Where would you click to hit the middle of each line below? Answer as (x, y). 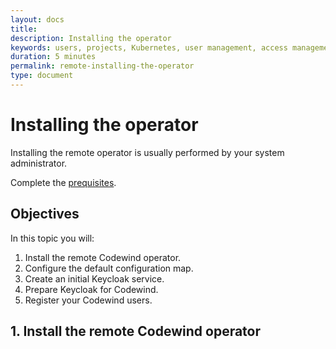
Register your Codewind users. (88, 300)
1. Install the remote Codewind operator (136, 331)
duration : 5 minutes (53, 57)
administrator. (39, 163)
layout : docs (37, 19)
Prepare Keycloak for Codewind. (91, 289)
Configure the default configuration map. (109, 268)
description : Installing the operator (91, 38)
